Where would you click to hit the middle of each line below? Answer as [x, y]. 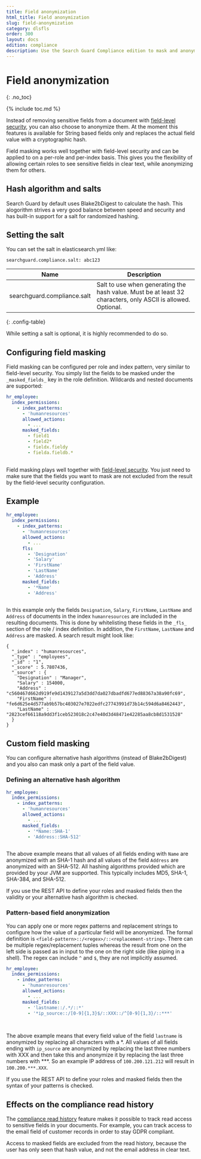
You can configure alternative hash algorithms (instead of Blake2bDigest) [97, 758]
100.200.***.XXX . [27, 1068]
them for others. [26, 170]
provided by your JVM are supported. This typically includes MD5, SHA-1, [97, 873]
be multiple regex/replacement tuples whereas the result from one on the [96, 945]
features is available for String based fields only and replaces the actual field [100, 133]
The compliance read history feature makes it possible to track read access [99, 1119]
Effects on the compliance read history [80, 1104]
